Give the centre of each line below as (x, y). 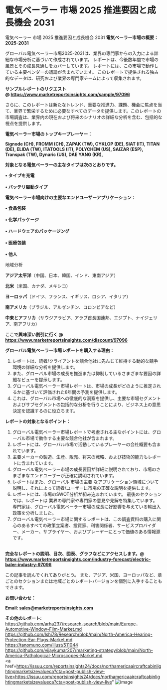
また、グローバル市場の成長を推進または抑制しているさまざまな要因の (84, 373)
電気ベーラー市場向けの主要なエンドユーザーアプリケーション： (71, 197)
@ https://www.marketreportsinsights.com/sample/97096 (68, 94)
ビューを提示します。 (43, 380)
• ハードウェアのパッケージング (37, 231)
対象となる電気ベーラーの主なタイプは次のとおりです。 (62, 164)
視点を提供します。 (25, 123)
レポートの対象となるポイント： (38, 421)
